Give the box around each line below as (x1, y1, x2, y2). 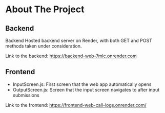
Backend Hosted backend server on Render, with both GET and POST (5, 37, 152, 43)
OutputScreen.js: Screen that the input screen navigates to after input (12, 86, 160, 93)
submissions (12, 92, 39, 98)
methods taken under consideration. (5, 43, 82, 49)
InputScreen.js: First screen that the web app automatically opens (12, 81, 152, 87)
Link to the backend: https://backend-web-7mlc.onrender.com (5, 53, 137, 59)
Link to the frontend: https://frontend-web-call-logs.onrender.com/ (5, 102, 147, 108)
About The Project (5, 4, 85, 15)
